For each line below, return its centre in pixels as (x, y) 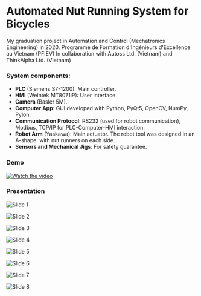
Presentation (26, 191)
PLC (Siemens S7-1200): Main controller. (65, 89)
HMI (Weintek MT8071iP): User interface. (66, 96)
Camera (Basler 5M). (41, 102)
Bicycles (28, 24)
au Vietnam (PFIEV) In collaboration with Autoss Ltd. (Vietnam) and (89, 53)
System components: (38, 76)
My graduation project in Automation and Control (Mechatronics (86, 41)
